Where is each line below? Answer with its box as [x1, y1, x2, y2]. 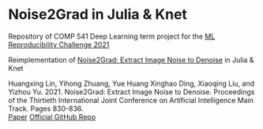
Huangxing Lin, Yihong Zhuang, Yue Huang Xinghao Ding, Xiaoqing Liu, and [8, 79, 255, 88]
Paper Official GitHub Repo [8, 112, 96, 121]
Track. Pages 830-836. [8, 104, 85, 113]
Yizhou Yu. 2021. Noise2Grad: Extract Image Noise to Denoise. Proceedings [8, 87, 255, 96]
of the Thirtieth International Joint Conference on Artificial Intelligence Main [8, 95, 254, 105]
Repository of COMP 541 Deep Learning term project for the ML [8, 31, 216, 41]
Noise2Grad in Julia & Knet [8, 6, 188, 24]
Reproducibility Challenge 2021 [8, 39, 110, 49]
